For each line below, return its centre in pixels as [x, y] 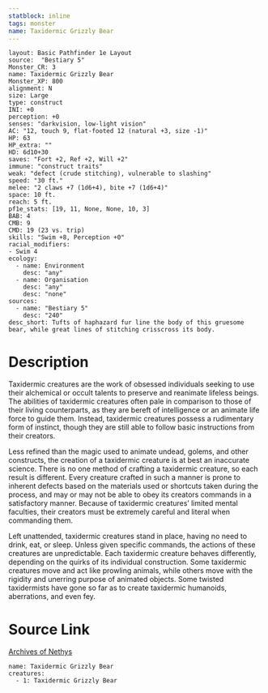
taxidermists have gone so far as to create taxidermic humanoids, [118, 588]
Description [49, 362]
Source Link [49, 629]
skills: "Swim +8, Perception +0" [67, 237]
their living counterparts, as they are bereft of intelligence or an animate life [134, 410]
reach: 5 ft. [30, 202]
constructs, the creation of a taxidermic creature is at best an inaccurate [129, 460]
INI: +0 [21, 110]
